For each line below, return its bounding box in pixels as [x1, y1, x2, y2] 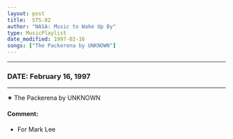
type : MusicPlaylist [7, 29, 67, 37]
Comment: [7, 109, 39, 118]
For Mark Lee [17, 125, 55, 133]
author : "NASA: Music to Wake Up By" [7, 23, 116, 30]
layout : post [7, 10, 45, 17]
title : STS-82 [7, 17, 51, 24]
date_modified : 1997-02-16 [7, 36, 85, 43]
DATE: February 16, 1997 [7, 71, 91, 81]
